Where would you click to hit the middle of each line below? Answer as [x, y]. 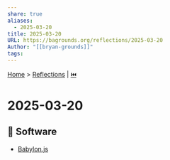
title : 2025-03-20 [34, 34]
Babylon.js [33, 149]
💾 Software [32, 132]
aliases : [20, 21]
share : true [25, 14]
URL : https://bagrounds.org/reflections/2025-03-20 [85, 41]
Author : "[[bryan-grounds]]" [50, 47]
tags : [15, 54]
